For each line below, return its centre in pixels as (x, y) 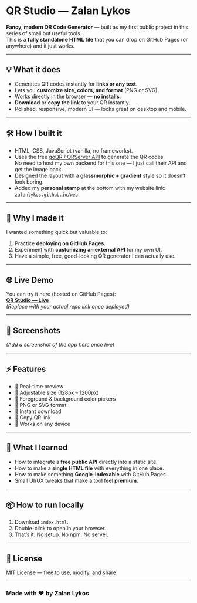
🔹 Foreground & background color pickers (65, 399)
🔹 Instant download (38, 411)
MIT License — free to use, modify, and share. (62, 572)
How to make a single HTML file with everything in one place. (89, 468)
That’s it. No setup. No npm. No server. (62, 534)
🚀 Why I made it (35, 218)
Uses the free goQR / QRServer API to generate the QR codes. (90, 157)
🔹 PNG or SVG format (40, 405)
